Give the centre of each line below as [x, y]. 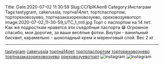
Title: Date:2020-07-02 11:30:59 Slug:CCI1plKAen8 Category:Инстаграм [78, 7]
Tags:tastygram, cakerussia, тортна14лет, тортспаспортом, [65, 12]
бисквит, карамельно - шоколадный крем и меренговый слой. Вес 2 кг [79, 38]
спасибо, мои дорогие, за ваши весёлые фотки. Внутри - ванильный [77, 32]
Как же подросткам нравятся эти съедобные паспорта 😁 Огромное [77, 27]
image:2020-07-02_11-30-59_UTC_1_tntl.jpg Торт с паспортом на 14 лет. [79, 22]
